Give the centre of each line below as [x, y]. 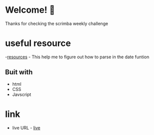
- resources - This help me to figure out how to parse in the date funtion [77, 57]
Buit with [19, 72]
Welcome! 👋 [30, 10]
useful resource [38, 43]
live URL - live [26, 128]
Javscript [22, 94]
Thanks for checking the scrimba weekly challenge [57, 23]
